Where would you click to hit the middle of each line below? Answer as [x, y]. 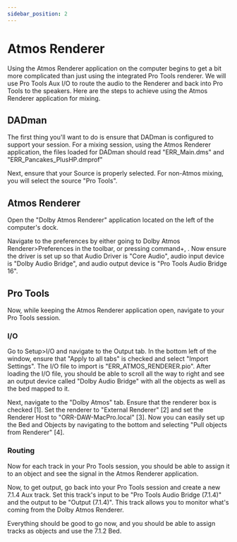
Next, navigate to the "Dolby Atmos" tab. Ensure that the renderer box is [112, 402]
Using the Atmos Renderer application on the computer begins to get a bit [115, 68]
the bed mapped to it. [38, 389]
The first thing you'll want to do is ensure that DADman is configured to [110, 137]
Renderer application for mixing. [54, 98]
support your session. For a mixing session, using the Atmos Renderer [109, 144]
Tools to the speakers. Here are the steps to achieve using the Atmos [108, 91]
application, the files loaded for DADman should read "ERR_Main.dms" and [116, 152]
